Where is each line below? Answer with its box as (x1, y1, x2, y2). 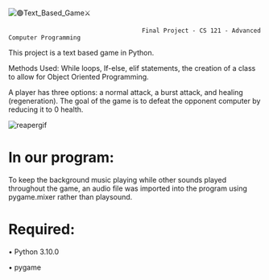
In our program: (8, 149, 114, 167)
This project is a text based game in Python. (8, 48, 155, 57)
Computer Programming (8, 34, 81, 42)
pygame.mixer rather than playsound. (8, 191, 133, 201)
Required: (8, 220, 75, 239)
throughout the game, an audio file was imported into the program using (8, 183, 248, 193)
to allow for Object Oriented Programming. (8, 72, 149, 81)
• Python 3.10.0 (8, 246, 60, 257)
